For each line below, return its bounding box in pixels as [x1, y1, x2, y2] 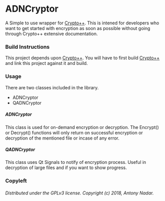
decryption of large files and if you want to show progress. [5, 164, 127, 171]
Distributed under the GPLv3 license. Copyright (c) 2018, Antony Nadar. [5, 190, 154, 196]
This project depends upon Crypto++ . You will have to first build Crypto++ [5, 55, 160, 61]
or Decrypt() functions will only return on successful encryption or [5, 129, 143, 136]
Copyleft [5, 177, 27, 184]
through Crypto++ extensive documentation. [5, 30, 98, 37]
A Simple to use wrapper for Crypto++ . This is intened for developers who [5, 20, 159, 26]
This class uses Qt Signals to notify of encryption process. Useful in [5, 159, 146, 165]
